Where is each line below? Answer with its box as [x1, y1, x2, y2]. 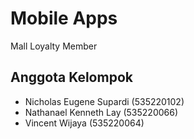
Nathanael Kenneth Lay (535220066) [24, 106, 179, 118]
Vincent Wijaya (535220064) [24, 117, 145, 129]
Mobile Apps [10, 7, 118, 30]
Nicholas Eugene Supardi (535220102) [24, 95, 185, 107]
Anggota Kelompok [10, 69, 133, 86]
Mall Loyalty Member [10, 40, 98, 52]
